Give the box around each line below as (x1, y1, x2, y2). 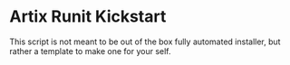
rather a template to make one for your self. (9, 45, 171, 56)
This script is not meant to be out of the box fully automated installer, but (9, 36, 281, 47)
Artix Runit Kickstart (9, 6, 167, 27)
